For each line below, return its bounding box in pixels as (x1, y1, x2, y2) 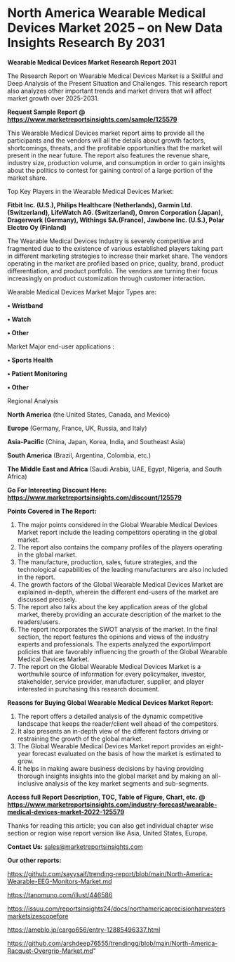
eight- (206, 741, 224, 750)
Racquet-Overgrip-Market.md (7, 947, 93, 955)
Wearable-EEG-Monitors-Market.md (7, 877, 112, 885)
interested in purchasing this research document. (17, 684, 160, 693)
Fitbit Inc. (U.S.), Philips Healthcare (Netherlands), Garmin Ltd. (7, 200, 193, 209)
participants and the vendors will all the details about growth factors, (7, 136, 206, 145)
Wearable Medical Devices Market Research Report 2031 (7, 58, 177, 66)
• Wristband (7, 301, 43, 310)
